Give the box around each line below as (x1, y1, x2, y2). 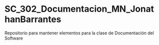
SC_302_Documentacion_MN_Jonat (4, 3, 155, 15)
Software (4, 35, 23, 41)
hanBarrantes (4, 14, 62, 25)
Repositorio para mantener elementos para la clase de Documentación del (4, 30, 154, 36)
